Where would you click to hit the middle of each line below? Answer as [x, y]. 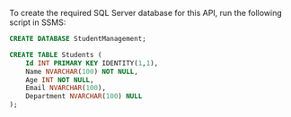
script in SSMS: [38, 22]
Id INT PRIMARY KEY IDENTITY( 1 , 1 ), [92, 63]
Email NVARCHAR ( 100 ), [66, 88]
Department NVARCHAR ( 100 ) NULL [84, 96]
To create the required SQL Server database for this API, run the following [146, 13]
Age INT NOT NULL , [60, 79]
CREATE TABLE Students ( [56, 54]
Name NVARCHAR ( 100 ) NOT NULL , [82, 71]
